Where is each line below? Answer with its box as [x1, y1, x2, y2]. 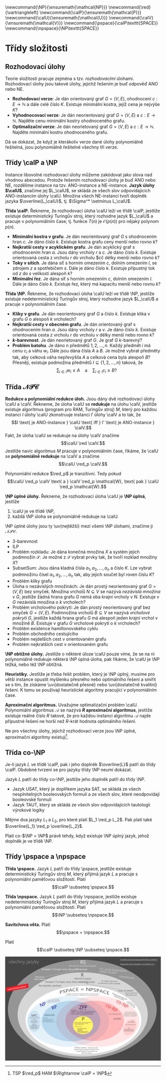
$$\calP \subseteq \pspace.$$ [51, 884, 115, 890]
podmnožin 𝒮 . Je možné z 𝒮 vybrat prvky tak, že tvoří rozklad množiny [12, 554, 158, 560]
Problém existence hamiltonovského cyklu [12, 625, 98, 631]
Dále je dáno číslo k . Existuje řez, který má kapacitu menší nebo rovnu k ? [12, 281, 161, 287]
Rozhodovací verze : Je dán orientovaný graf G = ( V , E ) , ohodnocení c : [12, 96, 158, 101]
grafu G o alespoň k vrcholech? [12, 316, 77, 322]
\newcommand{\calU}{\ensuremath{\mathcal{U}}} [5, 15, 108, 20]
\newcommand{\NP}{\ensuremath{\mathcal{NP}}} [5, 4, 108, 10]
